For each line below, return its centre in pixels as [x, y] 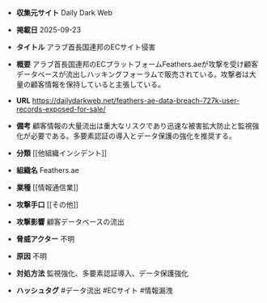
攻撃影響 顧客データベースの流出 [70, 222]
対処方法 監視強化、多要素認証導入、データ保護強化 [102, 273]
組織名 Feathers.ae [47, 170]
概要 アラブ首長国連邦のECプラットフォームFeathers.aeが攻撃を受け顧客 [137, 64]
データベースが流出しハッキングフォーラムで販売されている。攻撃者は [132, 74]
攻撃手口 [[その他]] [47, 204]
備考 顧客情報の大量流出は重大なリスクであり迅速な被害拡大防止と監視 [134, 126]
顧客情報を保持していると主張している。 [97, 84]
